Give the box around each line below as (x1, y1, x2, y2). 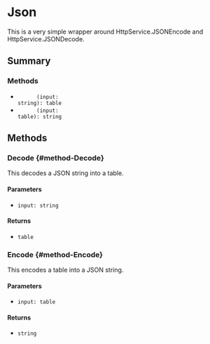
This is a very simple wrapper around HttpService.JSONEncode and (7, 27, 204, 36)
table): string (17, 113, 62, 120)
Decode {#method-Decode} (7, 153, 105, 163)
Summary (7, 55, 51, 67)
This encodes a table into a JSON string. (7, 266, 124, 274)
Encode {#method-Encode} (7, 249, 104, 259)
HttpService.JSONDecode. (7, 34, 85, 43)
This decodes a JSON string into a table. (7, 169, 124, 177)
